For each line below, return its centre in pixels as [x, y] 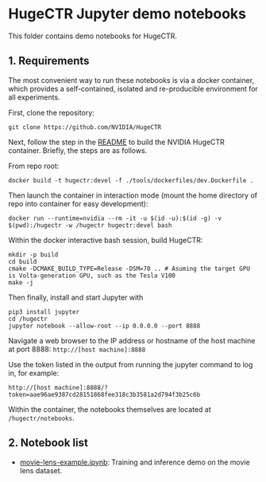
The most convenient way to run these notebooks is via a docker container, [131, 80]
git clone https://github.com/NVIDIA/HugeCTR [85, 127]
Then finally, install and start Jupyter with [76, 297]
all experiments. [35, 97]
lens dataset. [41, 470]
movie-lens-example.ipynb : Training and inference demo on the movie [135, 462]
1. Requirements [49, 61]
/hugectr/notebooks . [41, 417]
